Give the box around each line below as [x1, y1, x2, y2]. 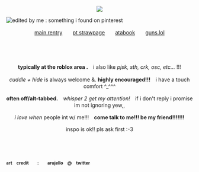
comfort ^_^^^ [83, 83, 116, 90]
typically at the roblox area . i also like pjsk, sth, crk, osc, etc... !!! [17, 63, 182, 71]
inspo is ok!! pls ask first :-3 [66, 126, 133, 133]
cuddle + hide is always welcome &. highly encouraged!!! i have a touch [9, 76, 190, 83]
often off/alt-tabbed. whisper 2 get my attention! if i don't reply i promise [6, 95, 193, 102]
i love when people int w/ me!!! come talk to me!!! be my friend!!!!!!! [14, 114, 185, 121]
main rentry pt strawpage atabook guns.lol [34, 29, 165, 36]
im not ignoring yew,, [73, 101, 126, 109]
